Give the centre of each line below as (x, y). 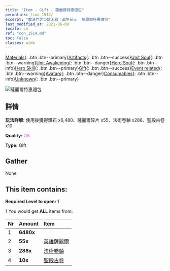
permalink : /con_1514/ (29, 15)
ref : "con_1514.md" (26, 33)
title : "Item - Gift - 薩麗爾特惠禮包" (45, 10)
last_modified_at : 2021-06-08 (37, 24)
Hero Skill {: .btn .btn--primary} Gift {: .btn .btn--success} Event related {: (89, 68)
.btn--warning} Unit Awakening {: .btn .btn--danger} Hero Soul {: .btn (75, 63)
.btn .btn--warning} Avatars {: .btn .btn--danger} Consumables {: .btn (75, 73)
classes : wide (20, 43)
